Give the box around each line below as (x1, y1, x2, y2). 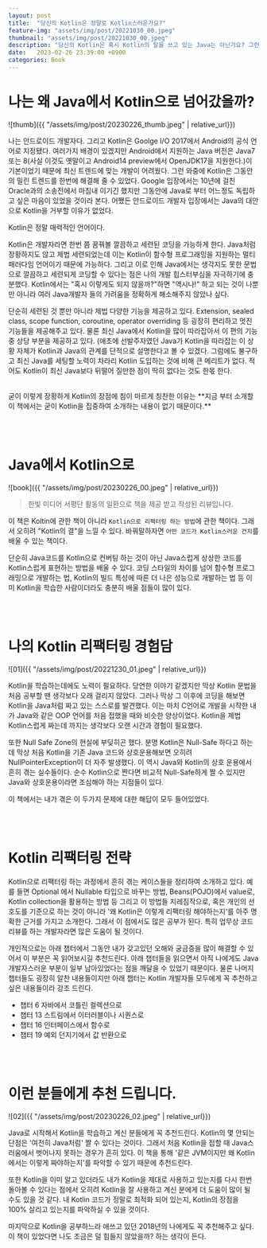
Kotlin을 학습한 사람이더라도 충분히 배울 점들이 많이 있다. (16, 583, 192, 592)
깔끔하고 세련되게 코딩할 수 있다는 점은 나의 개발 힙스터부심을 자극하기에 (22, 269, 246, 279)
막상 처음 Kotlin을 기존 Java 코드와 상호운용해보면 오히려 (16, 747, 193, 757)
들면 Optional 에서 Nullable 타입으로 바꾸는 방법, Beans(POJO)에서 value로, (16, 887, 256, 896)
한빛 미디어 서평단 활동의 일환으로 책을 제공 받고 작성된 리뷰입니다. (27, 499, 234, 509)
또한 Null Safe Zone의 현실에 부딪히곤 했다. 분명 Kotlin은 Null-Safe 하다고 (8, 737, 238, 747)
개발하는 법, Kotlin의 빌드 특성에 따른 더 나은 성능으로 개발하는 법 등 (35, 572, 245, 582)
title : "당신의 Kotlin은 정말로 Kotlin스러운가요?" (8, 19, 167, 27)
